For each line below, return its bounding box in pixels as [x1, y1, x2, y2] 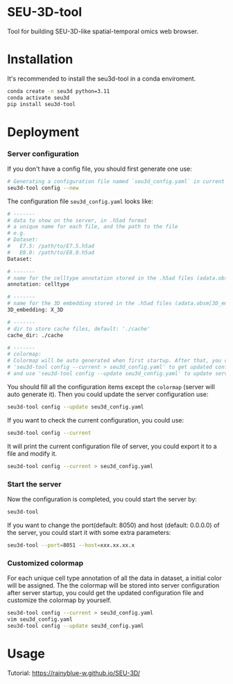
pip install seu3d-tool [7, 101, 76, 108]
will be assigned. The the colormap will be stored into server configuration [7, 581, 220, 590]
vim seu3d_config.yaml [7, 615, 73, 623]
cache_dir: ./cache [7, 332, 64, 339]
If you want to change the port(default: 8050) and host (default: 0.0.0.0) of [7, 521, 220, 529]
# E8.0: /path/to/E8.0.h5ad [7, 249, 95, 256]
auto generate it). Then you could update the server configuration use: [7, 390, 209, 398]
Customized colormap [7, 558, 84, 567]
